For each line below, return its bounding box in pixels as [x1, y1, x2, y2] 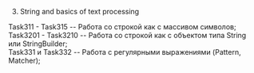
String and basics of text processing [19, 7, 140, 16]
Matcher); [8, 56, 41, 65]
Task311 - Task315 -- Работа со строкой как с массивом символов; [8, 22, 237, 31]
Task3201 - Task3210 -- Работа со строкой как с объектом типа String [8, 31, 247, 40]
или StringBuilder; [8, 39, 68, 48]
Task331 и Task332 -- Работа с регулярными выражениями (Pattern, [8, 48, 241, 56]
